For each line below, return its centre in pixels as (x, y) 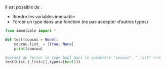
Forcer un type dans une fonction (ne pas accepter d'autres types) (80, 22)
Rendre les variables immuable (43, 16)
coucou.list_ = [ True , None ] (44, 44)
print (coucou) (28, 48)
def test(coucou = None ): (32, 39)
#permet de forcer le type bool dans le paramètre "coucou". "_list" (78, 57)
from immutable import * (31, 31)
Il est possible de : (24, 7)
